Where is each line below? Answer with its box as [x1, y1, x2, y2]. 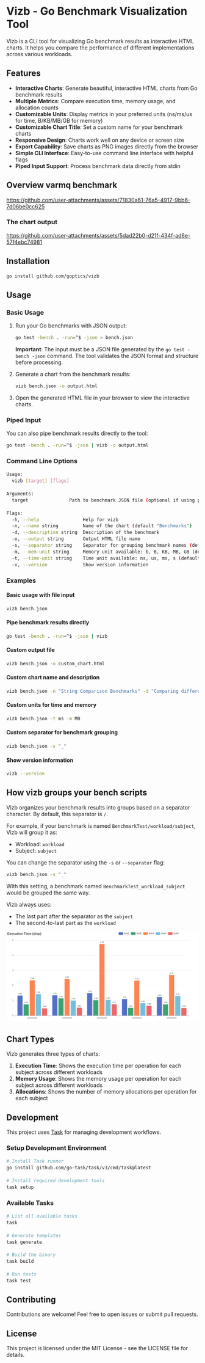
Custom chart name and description [6, 674, 100, 681]
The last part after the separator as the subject [15, 912, 133, 920]
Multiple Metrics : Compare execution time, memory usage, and [15, 97, 176, 104]
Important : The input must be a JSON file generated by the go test [15, 346, 185, 353]
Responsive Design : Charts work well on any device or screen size [15, 136, 184, 144]
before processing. [15, 359, 63, 366]
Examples [6, 576, 37, 585]
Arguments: [6, 491, 34, 497]
